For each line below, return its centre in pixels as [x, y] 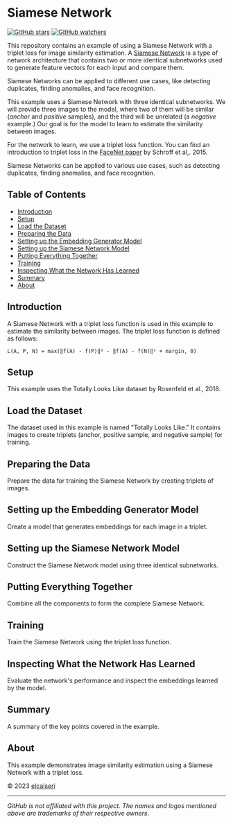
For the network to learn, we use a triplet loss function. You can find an [109, 144]
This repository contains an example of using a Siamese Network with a [110, 45]
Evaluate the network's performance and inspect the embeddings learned [113, 680]
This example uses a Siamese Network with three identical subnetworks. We [116, 101]
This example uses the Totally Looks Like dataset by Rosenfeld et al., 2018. [114, 389]
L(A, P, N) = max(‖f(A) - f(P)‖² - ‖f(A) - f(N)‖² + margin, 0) [102, 351]
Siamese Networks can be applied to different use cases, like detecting [109, 80]
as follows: [23, 338]
